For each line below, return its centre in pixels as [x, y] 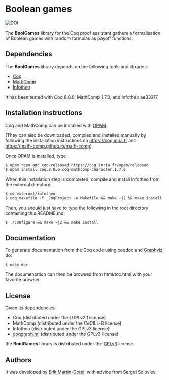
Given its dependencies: [30, 308]
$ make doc [17, 265]
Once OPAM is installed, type [36, 156]
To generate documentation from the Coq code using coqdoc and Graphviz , [84, 250]
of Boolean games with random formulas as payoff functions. [69, 38]
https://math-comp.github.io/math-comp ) [49, 146]
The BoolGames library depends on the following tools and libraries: [77, 66]
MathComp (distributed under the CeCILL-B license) [67, 323]
